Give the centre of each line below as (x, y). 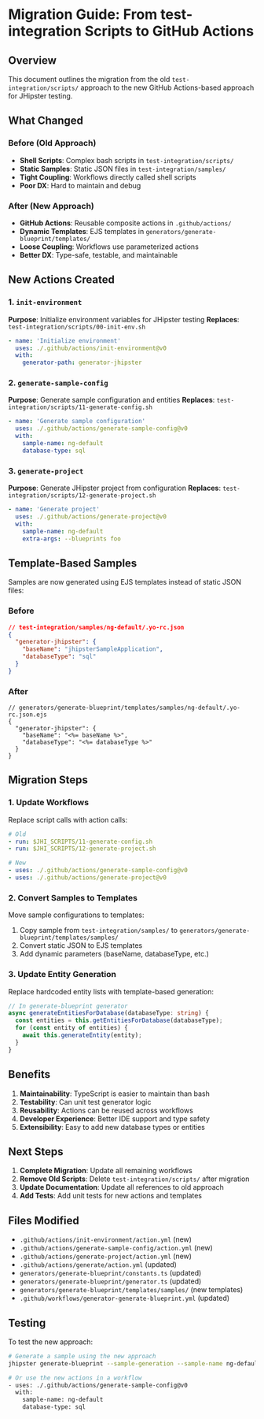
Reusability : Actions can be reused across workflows (106, 1110)
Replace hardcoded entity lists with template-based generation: (111, 991)
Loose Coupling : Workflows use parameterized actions (109, 247)
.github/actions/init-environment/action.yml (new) (106, 1239)
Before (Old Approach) (52, 143)
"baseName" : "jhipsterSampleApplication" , (93, 649)
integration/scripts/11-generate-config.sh (81, 407)
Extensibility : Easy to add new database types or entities (112, 1127)
